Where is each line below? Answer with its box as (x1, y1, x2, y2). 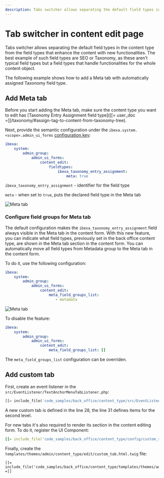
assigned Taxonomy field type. (5, 80, 67, 86)
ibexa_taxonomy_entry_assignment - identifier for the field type (5, 182, 130, 189)
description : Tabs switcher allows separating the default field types (5, 7, 154, 12)
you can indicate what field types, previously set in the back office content (5, 235, 155, 241)
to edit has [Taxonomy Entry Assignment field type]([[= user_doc (5, 112, 136, 118)
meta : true (66, 173, 89, 179)
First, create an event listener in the (5, 383, 77, 389)
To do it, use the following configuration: (5, 260, 86, 266)
